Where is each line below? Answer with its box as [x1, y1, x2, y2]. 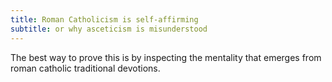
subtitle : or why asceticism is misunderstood [10, 24, 208, 34]
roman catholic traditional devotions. [10, 62, 161, 74]
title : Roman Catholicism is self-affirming [10, 14, 199, 25]
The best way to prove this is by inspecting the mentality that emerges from [10, 51, 322, 63]
